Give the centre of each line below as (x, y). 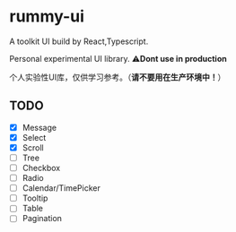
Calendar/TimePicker (61, 188)
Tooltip (35, 198)
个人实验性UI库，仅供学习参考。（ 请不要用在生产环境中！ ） (118, 77)
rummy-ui (47, 17)
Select (34, 137)
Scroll (33, 147)
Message (39, 127)
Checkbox (41, 168)
